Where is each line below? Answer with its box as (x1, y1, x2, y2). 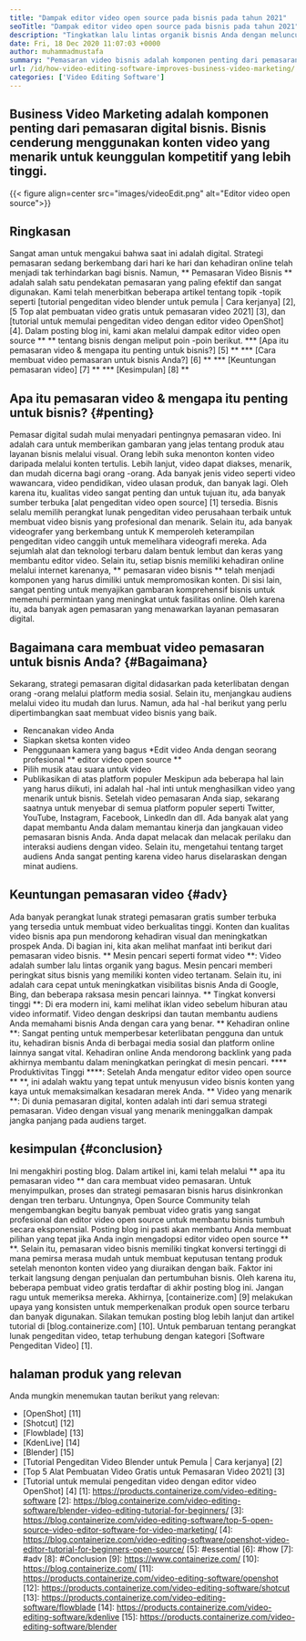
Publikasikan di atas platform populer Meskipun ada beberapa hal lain (22, 774, 284, 784)
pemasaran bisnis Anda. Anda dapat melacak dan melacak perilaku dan (22, 832, 291, 842)
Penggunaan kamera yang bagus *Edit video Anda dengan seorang (22, 744, 278, 755)
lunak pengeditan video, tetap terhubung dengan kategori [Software (9, 1330, 266, 1341)
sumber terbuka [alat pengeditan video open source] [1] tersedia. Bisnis (9, 497, 279, 508)
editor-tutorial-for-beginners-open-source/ (22, 1543, 185, 1555)
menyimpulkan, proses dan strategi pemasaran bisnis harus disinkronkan (9, 1185, 284, 1196)
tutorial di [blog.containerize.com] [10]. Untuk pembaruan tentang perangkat (9, 1320, 296, 1332)
